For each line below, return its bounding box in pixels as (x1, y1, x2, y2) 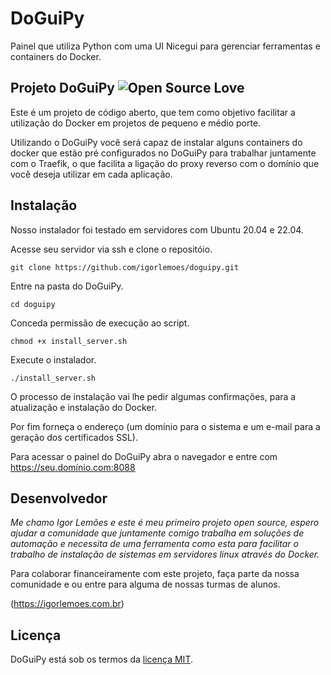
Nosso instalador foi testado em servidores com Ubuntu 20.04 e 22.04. (10, 223, 304, 236)
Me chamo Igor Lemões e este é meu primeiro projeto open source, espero (10, 517, 320, 529)
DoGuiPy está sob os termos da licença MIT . (10, 653, 193, 666)
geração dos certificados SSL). (10, 431, 139, 443)
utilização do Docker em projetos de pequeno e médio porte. (10, 117, 262, 129)
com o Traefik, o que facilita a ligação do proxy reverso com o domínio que (10, 157, 320, 169)
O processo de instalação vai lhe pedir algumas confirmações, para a (10, 390, 297, 402)
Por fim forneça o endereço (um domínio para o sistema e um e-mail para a (10, 420, 321, 432)
